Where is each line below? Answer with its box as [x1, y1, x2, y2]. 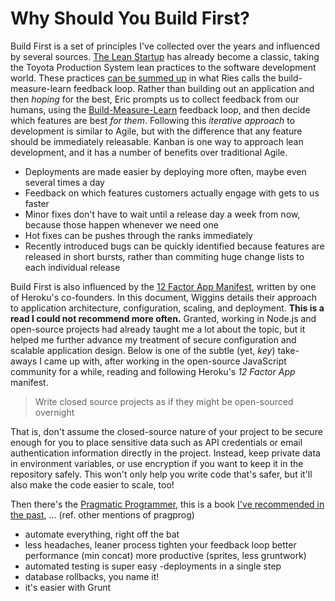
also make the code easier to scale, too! [10, 478, 175, 491]
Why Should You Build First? [10, 7, 250, 30]
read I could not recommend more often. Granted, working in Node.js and [10, 312, 317, 324]
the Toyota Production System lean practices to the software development [10, 61, 317, 73]
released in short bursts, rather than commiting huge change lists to [24, 250, 305, 262]
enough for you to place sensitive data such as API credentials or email [10, 436, 303, 448]
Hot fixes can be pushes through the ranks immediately [24, 229, 253, 241]
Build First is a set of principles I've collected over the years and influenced [10, 40, 320, 52]
